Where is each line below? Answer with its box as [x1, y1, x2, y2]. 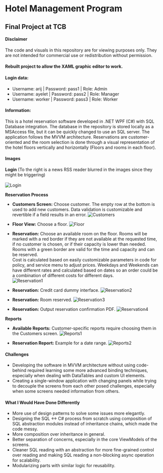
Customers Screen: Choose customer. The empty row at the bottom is [12, 201, 155, 207]
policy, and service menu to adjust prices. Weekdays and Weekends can [12, 262, 159, 268]
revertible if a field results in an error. [12, 212, 87, 218]
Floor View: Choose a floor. [12, 221, 69, 227]
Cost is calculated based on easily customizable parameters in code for [12, 256, 157, 263]
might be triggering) [5, 171, 46, 177]
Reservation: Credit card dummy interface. [12, 287, 99, 293]
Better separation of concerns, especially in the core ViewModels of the [12, 437, 158, 443]
